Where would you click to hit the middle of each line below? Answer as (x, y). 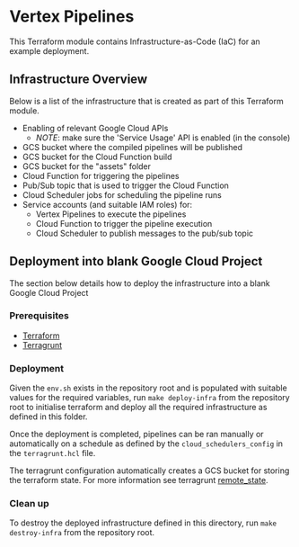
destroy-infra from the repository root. (82, 533)
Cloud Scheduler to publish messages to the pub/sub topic (145, 233)
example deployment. (49, 50)
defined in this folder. (48, 417)
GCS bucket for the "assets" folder (86, 166)
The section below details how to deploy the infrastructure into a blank (140, 283)
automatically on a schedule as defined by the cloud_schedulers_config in (146, 444)
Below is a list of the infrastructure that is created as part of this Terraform (147, 101)
